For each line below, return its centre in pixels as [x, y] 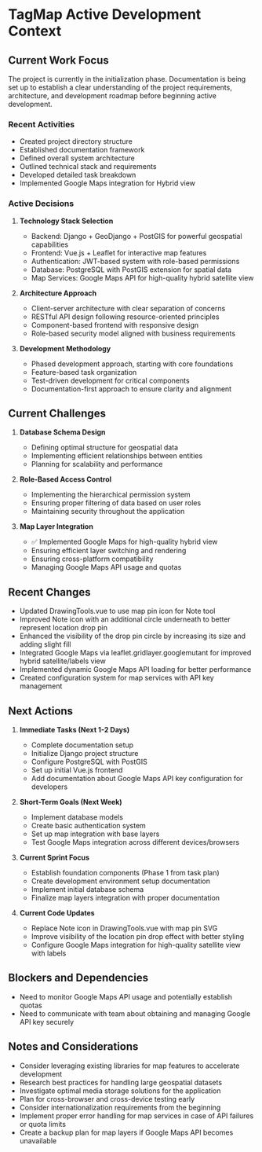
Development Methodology [65, 348]
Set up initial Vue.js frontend [77, 770]
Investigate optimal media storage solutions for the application [120, 1091]
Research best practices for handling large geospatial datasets [120, 1082]
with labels [49, 953]
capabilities [50, 244]
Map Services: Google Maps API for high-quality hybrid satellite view [142, 277]
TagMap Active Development [105, 15]
